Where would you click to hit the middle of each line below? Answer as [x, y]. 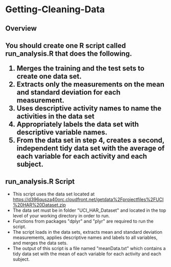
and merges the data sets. [40, 243]
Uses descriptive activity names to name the [89, 108]
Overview [21, 28]
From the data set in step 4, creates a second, [91, 140]
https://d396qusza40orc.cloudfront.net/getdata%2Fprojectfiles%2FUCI [88, 199]
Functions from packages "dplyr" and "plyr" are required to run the [83, 221]
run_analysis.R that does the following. [69, 53]
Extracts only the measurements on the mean [91, 84]
